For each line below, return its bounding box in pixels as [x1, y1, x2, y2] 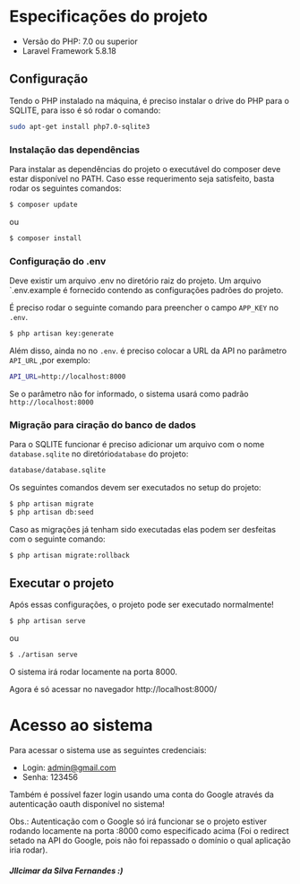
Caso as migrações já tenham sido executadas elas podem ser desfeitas [9, 524, 276, 534]
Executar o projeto [9, 576, 115, 591]
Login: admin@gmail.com [21, 762, 116, 773]
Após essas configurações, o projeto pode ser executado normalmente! [9, 599, 275, 611]
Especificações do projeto [9, 6, 209, 27]
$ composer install [9, 233, 82, 243]
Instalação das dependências [9, 143, 141, 156]
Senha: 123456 [21, 772, 79, 783]
